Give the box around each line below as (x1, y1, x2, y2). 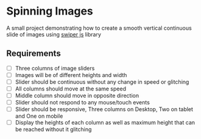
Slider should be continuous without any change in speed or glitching (15, 78, 189, 86)
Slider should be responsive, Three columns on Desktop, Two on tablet (15, 106, 194, 113)
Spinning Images (6, 4, 93, 18)
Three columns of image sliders (15, 64, 95, 72)
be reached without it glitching (15, 126, 92, 133)
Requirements (6, 49, 61, 59)
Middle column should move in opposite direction (15, 92, 139, 99)
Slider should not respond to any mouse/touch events (15, 99, 150, 106)
